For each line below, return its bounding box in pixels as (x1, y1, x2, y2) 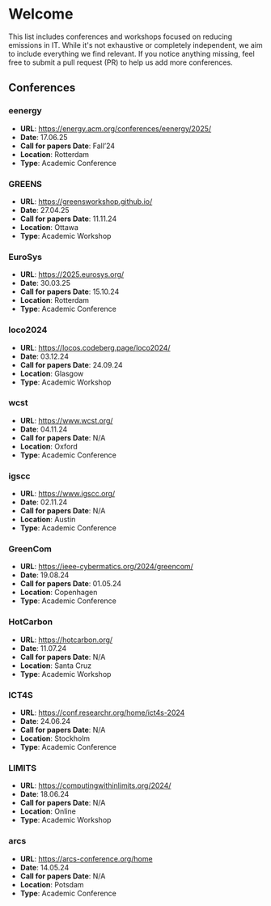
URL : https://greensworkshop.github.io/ (19, 196, 153, 206)
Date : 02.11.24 (19, 497, 68, 507)
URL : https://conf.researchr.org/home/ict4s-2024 (19, 708, 185, 717)
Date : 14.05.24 (19, 862, 70, 872)
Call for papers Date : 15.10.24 (19, 287, 120, 296)
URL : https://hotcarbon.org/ (19, 635, 113, 644)
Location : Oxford (19, 441, 78, 451)
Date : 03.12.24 (19, 351, 69, 361)
